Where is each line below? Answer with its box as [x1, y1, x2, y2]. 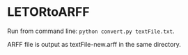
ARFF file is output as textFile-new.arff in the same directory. [7, 40, 181, 48]
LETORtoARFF [7, 4, 90, 20]
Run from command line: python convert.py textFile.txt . [7, 27, 175, 35]
